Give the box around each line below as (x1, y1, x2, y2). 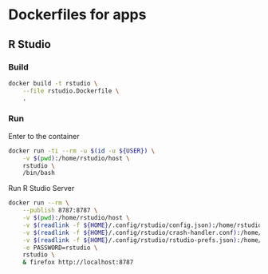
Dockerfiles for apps (8, 6, 147, 24)
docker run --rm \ (8, 199, 69, 207)
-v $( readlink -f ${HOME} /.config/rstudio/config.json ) (22, 221, 213, 229)
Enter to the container (8, 131, 80, 141)
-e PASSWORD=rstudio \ (22, 244, 98, 252)
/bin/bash (22, 169, 56, 177)
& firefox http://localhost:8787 (22, 258, 134, 267)
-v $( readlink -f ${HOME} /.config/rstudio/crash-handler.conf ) (22, 228, 238, 236)
